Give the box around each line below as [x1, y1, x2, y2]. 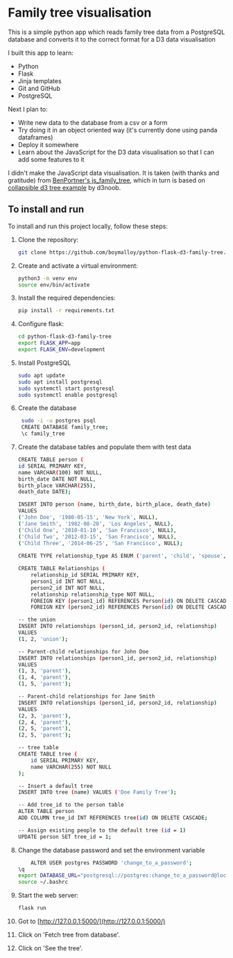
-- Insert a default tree [17, 782, 93, 789]
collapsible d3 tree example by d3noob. [8, 183, 121, 191]
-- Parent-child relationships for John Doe [17, 648, 149, 655]
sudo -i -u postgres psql [21, 418, 96, 425]
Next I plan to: [8, 105, 48, 113]
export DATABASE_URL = [17, 872, 80, 879]
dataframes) [17, 133, 53, 142]
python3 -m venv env [17, 275, 78, 282]
